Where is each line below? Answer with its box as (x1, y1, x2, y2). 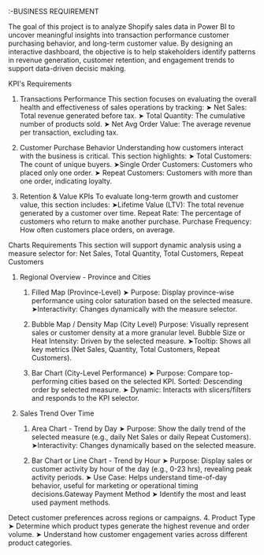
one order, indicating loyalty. (19, 176, 113, 186)
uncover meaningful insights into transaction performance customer (8, 31, 230, 39)
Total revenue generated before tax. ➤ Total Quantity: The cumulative (19, 111, 246, 120)
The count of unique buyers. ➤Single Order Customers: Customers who (19, 160, 254, 168)
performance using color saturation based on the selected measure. (31, 296, 253, 305)
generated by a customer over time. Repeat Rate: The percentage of (19, 209, 242, 217)
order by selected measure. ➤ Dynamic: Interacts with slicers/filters (31, 385, 251, 394)
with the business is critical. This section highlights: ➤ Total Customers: (19, 151, 252, 161)
